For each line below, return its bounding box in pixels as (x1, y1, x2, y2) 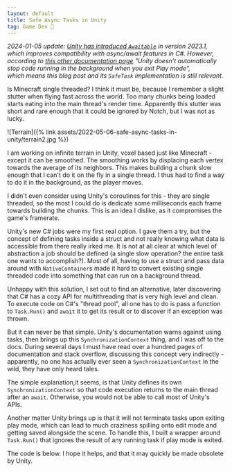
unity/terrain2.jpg (7, 135, 57, 144)
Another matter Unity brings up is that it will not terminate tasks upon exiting (7, 414, 225, 422)
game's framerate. (7, 214, 60, 222)
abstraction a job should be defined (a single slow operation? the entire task (7, 249, 224, 258)
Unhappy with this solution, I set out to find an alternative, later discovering (7, 285, 222, 294)
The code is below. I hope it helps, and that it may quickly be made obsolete (7, 449, 224, 458)
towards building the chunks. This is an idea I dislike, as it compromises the (7, 206, 222, 215)
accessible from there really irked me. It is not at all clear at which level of (7, 242, 217, 251)
